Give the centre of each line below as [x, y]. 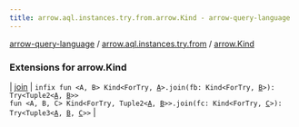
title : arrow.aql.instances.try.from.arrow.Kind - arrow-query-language [150, 18]
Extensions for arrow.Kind [68, 67]
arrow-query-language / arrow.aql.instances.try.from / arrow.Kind [132, 44]
